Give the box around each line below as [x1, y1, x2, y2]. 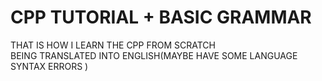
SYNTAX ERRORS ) [10, 60, 89, 72]
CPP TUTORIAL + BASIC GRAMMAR [10, 6, 312, 29]
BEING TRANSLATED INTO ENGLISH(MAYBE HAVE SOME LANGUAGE [10, 49, 298, 61]
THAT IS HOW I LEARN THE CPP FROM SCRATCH [10, 39, 216, 51]
